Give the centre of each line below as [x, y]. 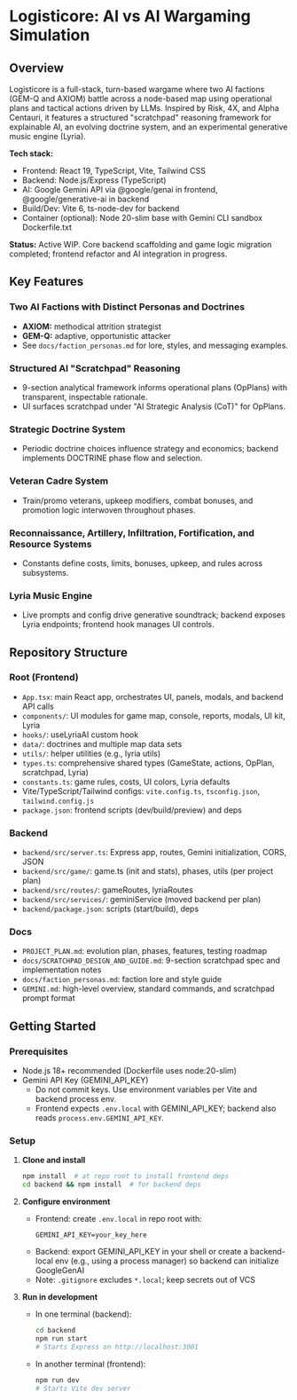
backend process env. [76, 1099]
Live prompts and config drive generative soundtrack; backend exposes [153, 615]
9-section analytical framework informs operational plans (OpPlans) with [155, 387]
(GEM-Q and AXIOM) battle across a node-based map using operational [141, 98]
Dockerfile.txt [47, 227]
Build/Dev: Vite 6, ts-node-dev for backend [101, 208]
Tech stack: [31, 153]
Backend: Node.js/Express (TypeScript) [94, 180]
